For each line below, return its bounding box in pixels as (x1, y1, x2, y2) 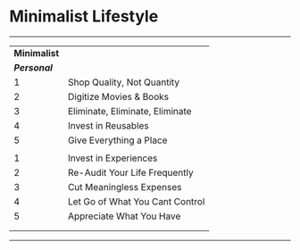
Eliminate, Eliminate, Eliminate (67, 104, 192, 117)
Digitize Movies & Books (67, 90, 170, 103)
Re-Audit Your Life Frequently (67, 166, 194, 179)
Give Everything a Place (67, 134, 168, 146)
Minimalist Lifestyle (9, 6, 159, 27)
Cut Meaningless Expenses (67, 180, 182, 193)
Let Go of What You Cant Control (67, 195, 205, 207)
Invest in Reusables (67, 119, 149, 131)
